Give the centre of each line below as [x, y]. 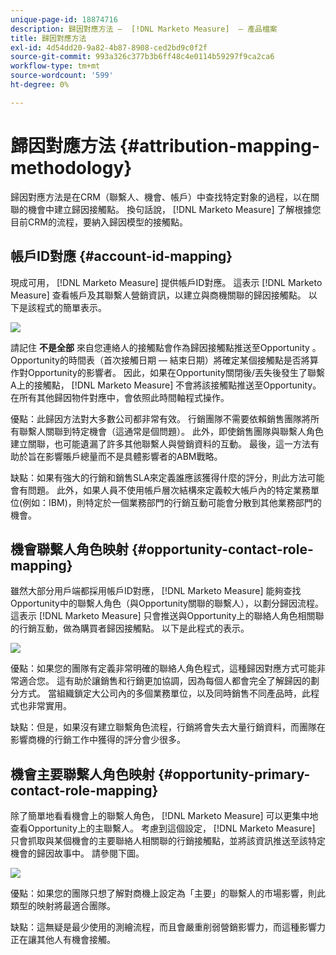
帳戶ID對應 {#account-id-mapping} [121, 256]
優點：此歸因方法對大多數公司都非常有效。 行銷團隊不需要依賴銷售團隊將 [160, 418]
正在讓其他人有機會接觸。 [63, 940]
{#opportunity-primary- [234, 774]
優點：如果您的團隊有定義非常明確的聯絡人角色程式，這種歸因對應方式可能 [163, 668]
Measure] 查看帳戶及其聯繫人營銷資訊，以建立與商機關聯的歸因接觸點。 [158, 295]
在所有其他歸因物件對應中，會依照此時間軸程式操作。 [120, 397]
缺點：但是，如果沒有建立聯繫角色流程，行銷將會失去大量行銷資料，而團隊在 [168, 727]
